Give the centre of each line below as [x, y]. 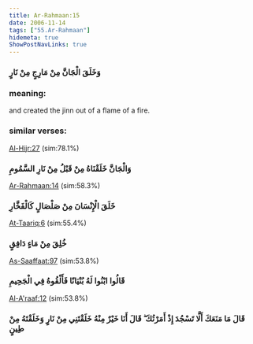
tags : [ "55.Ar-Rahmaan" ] [50, 30]
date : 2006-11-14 [37, 23]
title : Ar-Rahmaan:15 [45, 15]
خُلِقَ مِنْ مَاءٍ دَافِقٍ [38, 243]
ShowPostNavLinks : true [48, 45]
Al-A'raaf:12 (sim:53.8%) [49, 298]
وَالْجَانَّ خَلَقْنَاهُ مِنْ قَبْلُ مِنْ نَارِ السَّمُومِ [70, 168]
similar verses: [38, 131]
